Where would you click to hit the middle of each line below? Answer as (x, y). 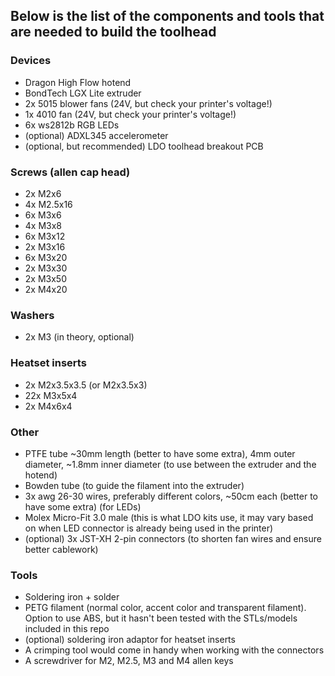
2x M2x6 (43, 193)
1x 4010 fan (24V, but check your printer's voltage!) (130, 114)
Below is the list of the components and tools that (167, 16)
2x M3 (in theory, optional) (79, 337)
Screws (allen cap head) (70, 172)
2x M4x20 (46, 289)
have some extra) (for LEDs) (83, 506)
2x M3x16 (45, 246)
